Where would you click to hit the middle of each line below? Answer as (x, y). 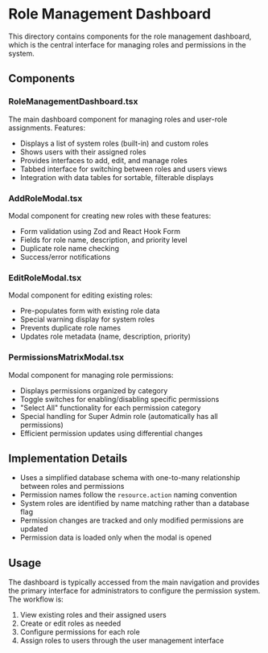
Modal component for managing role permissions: (91, 375)
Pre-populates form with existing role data (90, 311)
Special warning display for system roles (87, 319)
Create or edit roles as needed (70, 623)
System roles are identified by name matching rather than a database (134, 503)
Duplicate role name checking (69, 248)
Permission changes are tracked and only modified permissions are (132, 520)
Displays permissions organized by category (94, 390)
